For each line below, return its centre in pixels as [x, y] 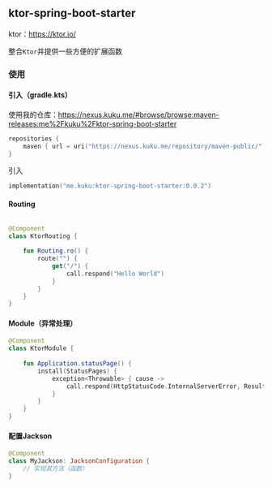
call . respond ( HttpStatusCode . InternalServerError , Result [166, 386]
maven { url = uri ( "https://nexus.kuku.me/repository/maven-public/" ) [144, 146]
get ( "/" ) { [70, 266]
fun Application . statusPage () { [77, 364]
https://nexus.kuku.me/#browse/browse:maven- [139, 114]
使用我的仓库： [33, 114]
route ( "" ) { [58, 259]
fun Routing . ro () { [56, 251]
